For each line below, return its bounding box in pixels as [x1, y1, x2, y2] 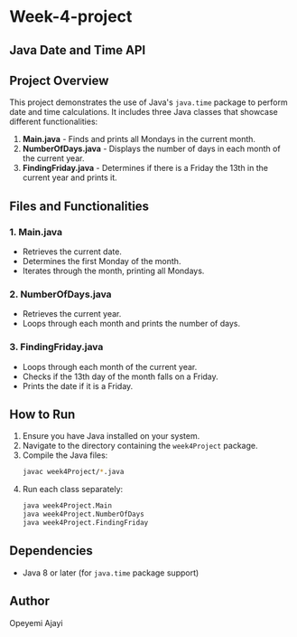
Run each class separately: [22, 484, 124, 495]
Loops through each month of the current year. [22, 361, 198, 372]
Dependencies [9, 543, 93, 558]
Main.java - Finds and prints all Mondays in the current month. [22, 134, 255, 145]
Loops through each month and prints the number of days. [22, 318, 241, 329]
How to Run [9, 407, 76, 423]
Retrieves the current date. [22, 246, 122, 257]
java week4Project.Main [22, 501, 113, 510]
